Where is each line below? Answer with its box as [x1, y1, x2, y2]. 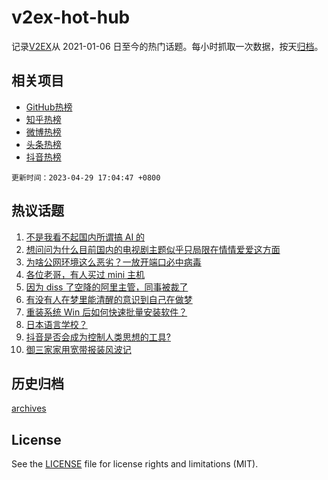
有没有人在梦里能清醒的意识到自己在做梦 [25, 293, 193, 305]
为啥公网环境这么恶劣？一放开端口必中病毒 [25, 256, 202, 268]
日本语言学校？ [25, 318, 88, 330]
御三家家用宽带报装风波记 [25, 343, 132, 355]
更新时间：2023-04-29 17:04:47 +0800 [11, 172, 161, 183]
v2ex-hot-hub [11, 6, 131, 29]
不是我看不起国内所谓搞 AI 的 [25, 231, 146, 243]
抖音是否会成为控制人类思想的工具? [25, 331, 171, 343]
